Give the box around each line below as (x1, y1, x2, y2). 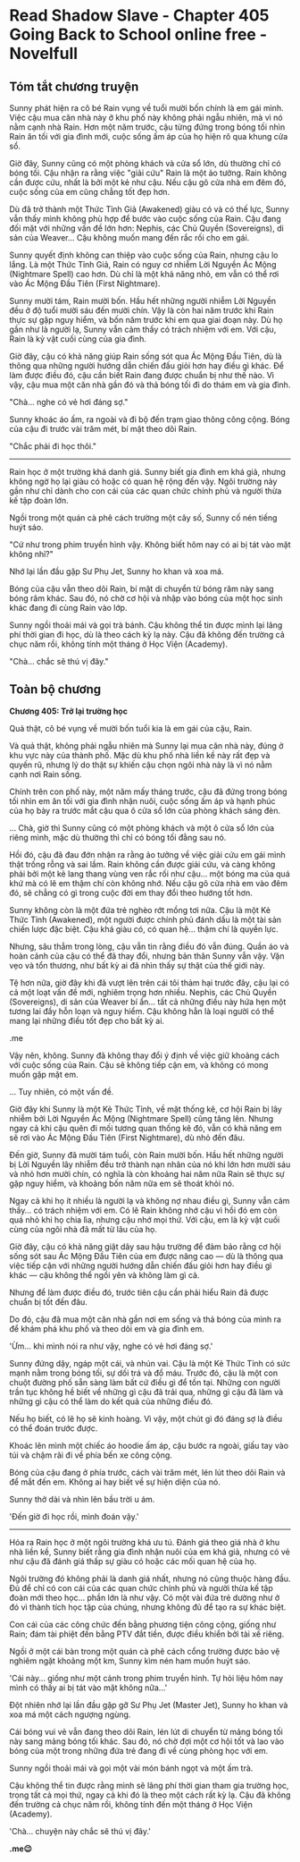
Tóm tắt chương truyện (9, 79, 139, 94)
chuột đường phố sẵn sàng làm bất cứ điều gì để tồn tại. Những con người (9, 1376, 281, 1387)
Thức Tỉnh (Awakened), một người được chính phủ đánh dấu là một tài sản (9, 914, 282, 925)
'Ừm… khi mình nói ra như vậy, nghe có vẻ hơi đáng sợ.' (9, 1341, 213, 1351)
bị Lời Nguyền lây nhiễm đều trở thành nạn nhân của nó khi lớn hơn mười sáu (9, 1159, 291, 1170)
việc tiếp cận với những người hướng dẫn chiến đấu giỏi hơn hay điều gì (9, 1260, 272, 1271)
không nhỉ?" (9, 549, 54, 559)
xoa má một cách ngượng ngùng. (9, 1709, 131, 1720)
